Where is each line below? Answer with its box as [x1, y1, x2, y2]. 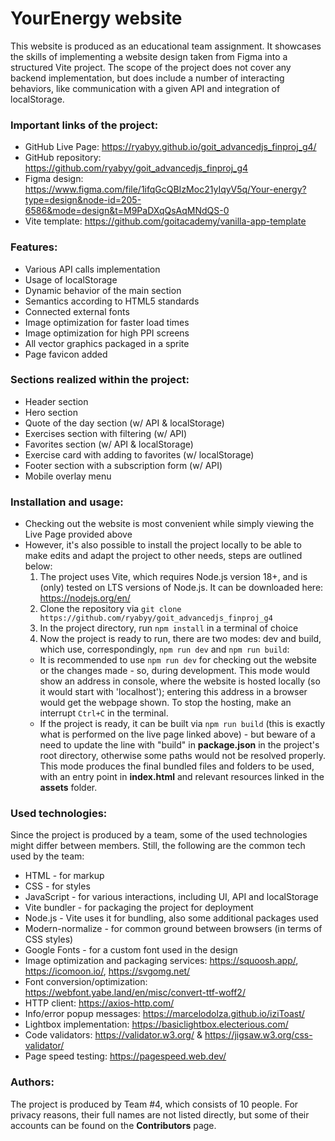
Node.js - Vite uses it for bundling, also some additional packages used [24, 912, 319, 924]
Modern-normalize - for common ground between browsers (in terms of [24, 923, 323, 935]
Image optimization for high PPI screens [24, 327, 190, 339]
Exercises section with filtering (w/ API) [24, 427, 188, 439]
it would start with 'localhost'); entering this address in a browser [39, 686, 308, 698]
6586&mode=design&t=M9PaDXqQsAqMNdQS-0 [24, 205, 230, 217]
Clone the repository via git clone [39, 603, 182, 615]
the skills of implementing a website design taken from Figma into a [10, 50, 288, 62]
